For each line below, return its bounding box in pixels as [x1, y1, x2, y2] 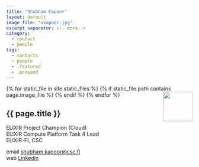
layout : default [6, 14, 46, 20]
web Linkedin [6, 155, 39, 162]
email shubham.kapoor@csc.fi [6, 148, 81, 155]
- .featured [11, 63, 41, 70]
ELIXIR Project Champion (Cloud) [6, 125, 87, 132]
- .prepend [11, 69, 38, 75]
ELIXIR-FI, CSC [6, 137, 43, 144]
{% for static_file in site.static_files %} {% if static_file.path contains [6, 85, 171, 92]
